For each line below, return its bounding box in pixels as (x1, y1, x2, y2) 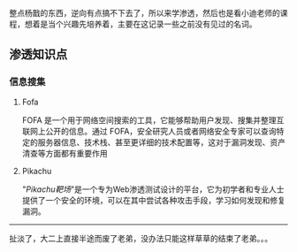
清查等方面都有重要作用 (21, 148, 108, 158)
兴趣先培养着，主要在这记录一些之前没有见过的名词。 (63, 19, 257, 29)
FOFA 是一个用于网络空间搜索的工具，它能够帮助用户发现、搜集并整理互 (21, 114, 285, 126)
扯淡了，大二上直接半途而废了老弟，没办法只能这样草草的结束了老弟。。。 (9, 233, 272, 243)
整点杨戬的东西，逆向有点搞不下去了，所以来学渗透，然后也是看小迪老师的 (9, 8, 280, 18)
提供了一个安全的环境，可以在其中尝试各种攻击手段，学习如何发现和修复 (21, 195, 286, 205)
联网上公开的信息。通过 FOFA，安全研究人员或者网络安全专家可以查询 (21, 126, 277, 136)
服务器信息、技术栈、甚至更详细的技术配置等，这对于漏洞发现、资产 (37, 136, 286, 148)
